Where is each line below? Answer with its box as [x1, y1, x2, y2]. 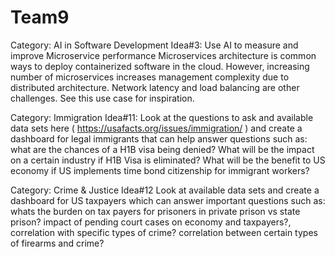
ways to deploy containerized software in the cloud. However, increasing [10, 60, 310, 72]
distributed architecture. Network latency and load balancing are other [10, 81, 300, 93]
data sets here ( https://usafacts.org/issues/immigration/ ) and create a [10, 122, 303, 134]
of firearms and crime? [10, 237, 105, 249]
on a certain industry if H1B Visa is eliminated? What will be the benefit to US [10, 154, 326, 166]
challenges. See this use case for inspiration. [10, 92, 195, 104]
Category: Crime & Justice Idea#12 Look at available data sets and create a [10, 184, 320, 196]
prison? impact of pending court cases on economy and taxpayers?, [10, 216, 292, 228]
